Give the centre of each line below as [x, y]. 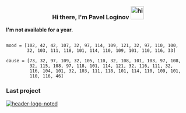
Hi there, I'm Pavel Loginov [91, 17]
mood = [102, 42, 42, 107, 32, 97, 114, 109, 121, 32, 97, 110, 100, [92, 46]
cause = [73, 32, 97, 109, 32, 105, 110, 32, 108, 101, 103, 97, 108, [94, 61]
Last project [23, 91]
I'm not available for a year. [40, 30]
